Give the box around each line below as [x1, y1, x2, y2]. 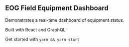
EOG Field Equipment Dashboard [5, 4, 109, 12]
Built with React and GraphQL [5, 27, 66, 33]
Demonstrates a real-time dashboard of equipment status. [5, 17, 125, 23]
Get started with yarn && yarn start [5, 36, 80, 42]
